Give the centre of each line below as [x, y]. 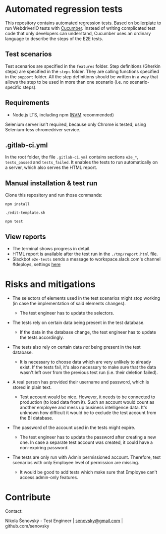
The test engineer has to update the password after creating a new [88, 437]
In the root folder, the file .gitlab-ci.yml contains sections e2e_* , [72, 157]
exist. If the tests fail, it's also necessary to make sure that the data [88, 367]
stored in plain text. [32, 387]
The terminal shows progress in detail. [51, 248]
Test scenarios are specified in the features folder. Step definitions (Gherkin [83, 66]
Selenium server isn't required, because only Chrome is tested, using [76, 124]
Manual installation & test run [51, 183]
